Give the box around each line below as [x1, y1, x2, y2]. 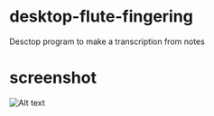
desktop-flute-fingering [9, 6, 194, 27]
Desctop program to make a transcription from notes [9, 36, 205, 47]
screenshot [9, 67, 98, 88]
